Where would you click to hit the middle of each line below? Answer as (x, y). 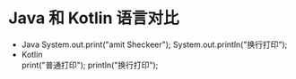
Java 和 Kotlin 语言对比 (94, 18)
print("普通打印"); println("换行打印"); (90, 65)
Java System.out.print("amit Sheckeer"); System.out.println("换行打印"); (154, 44)
